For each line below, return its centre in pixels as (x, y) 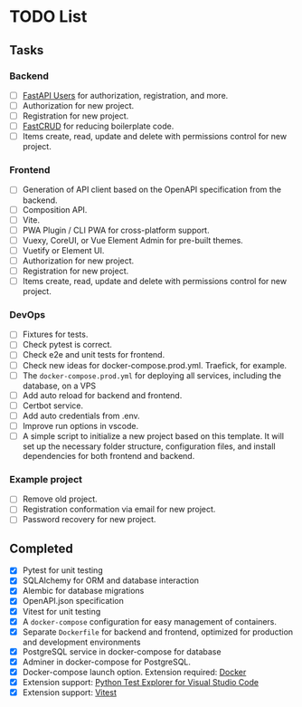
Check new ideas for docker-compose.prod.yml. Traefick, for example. (155, 365)
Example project (46, 479)
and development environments (81, 642)
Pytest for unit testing (62, 570)
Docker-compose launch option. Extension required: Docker (134, 672)
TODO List (48, 17)
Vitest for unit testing (61, 611)
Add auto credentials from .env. (81, 416)
